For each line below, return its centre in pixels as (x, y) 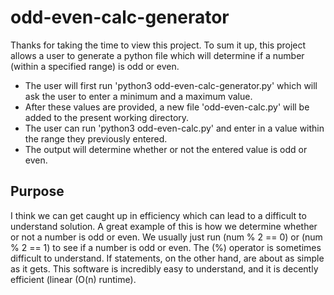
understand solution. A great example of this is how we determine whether (164, 226)
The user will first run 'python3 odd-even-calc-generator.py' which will (171, 85)
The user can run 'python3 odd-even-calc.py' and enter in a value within (174, 128)
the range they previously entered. (96, 138)
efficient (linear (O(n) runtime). (73, 279)
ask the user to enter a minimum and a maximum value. (138, 96)
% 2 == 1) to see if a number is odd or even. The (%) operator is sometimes (166, 247)
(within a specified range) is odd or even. (95, 66)
